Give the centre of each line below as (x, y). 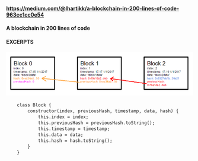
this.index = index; (63, 117)
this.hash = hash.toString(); (75, 141)
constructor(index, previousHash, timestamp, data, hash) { (103, 111)
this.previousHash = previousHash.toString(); (96, 123)
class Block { (34, 105)
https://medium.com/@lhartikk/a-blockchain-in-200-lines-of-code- (93, 8)
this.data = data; (60, 135)
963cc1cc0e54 (25, 14)
